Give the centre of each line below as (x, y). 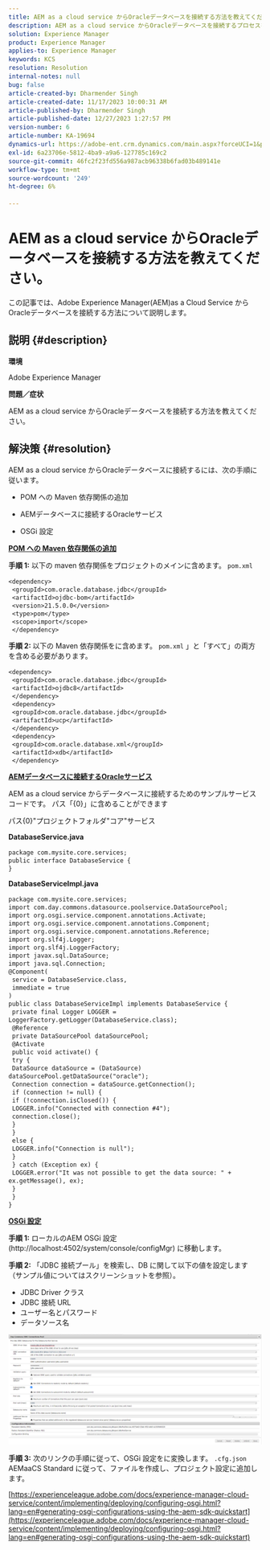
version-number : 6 (39, 127)
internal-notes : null (45, 76)
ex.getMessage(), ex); (46, 1181)
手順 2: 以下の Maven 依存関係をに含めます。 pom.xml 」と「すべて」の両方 (132, 645)
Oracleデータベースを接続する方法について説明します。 (100, 312)
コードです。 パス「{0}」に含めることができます (88, 804)
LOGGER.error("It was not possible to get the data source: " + (121, 1173)
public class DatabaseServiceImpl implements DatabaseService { (118, 1004)
